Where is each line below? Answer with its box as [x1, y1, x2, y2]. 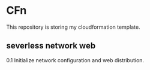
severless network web [6, 41, 96, 51]
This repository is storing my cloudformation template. [6, 23, 140, 31]
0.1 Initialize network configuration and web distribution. [6, 56, 145, 63]
